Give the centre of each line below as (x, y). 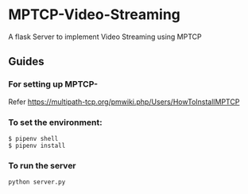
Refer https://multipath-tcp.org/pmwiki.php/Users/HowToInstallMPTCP (124, 102)
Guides (27, 62)
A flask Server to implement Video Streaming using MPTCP (105, 37)
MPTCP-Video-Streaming (95, 15)
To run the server (43, 165)
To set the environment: (55, 122)
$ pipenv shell (33, 138)
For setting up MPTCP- (53, 84)
